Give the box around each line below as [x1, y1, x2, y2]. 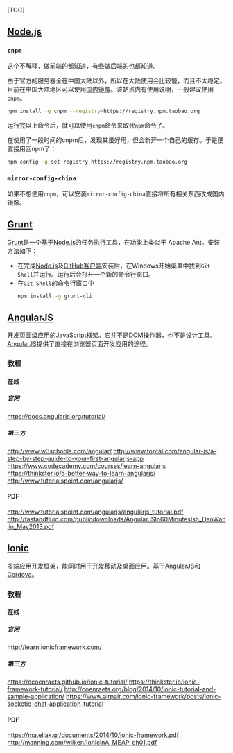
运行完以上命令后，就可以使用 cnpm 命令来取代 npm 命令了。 [7, 121, 169, 129]
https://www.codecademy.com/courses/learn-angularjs [7, 461, 166, 470]
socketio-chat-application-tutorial [7, 700, 104, 708]
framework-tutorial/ [7, 685, 63, 693]
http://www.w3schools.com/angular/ [7, 447, 112, 455]
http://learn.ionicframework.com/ [7, 643, 102, 651]
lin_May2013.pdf [7, 522, 54, 530]
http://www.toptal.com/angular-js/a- [113, 447, 217, 455]
